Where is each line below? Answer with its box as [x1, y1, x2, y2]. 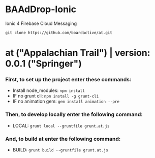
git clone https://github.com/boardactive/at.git [5, 30, 113, 35]
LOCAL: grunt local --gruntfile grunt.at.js [12, 122, 110, 129]
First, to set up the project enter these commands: [5, 76, 132, 83]
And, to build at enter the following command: [5, 135, 121, 142]
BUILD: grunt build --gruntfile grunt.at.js [12, 147, 108, 153]
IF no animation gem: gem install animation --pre [12, 98, 119, 105]
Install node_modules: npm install [12, 87, 85, 93]
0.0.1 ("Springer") [5, 58, 82, 70]
